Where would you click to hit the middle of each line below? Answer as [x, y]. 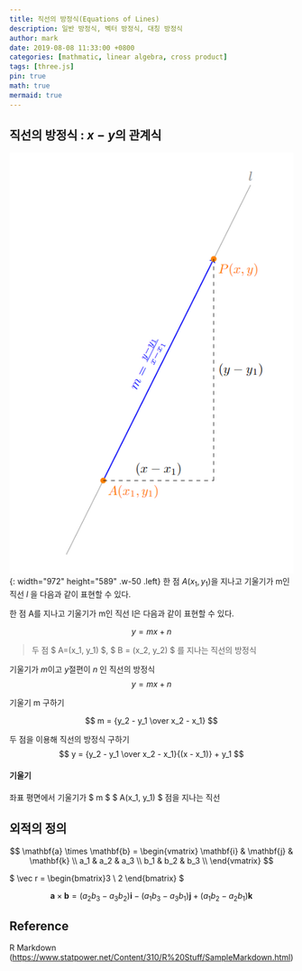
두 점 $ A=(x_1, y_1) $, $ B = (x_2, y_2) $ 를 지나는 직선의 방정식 [144, 649]
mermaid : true [36, 95]
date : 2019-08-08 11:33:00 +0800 [72, 48]
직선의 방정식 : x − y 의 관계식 [86, 135]
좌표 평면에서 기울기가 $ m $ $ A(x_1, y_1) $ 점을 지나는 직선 [115, 797]
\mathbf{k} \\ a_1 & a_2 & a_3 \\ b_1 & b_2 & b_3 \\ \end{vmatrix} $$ [151, 860]
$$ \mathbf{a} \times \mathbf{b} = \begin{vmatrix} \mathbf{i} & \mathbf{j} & [151, 851]
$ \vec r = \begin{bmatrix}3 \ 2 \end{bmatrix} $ [97, 878]
